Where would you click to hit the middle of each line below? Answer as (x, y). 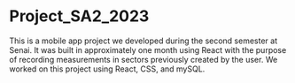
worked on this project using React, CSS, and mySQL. (107, 69)
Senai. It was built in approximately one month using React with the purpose (148, 49)
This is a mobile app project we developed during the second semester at (143, 41)
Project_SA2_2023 (79, 16)
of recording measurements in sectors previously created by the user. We (144, 59)
